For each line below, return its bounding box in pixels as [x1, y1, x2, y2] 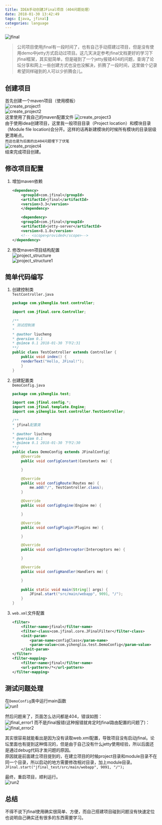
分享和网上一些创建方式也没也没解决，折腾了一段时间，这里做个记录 [21, 62, 158, 68]
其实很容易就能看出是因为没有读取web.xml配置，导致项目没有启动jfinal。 [5, 735, 150, 741]
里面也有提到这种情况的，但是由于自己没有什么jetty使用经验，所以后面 [9, 741, 150, 747]
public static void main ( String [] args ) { [21, 587, 108, 592]
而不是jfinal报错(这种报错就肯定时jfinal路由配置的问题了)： [33, 719, 150, 725]
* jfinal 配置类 [12, 422, 41, 427]
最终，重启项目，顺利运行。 [5, 774, 61, 780]
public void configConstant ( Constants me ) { [21, 458, 113, 464]
